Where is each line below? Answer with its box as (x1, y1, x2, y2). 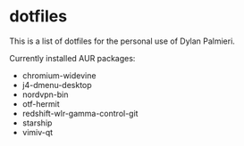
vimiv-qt (21, 126, 54, 137)
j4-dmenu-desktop (21, 79, 92, 90)
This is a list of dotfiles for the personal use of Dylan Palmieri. (9, 36, 235, 46)
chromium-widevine (21, 69, 97, 81)
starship (21, 118, 53, 128)
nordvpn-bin (21, 89, 69, 100)
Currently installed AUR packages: (9, 53, 136, 63)
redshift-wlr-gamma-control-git (21, 108, 139, 118)
